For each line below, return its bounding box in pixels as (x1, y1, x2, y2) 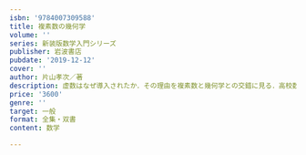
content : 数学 (9, 124, 61, 133)
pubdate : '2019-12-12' (9, 56, 96, 65)
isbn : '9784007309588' (9, 13, 96, 23)
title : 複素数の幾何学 (9, 22, 87, 31)
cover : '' (9, 65, 47, 74)
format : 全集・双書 (9, 115, 76, 124)
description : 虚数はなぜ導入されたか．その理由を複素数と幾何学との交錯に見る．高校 (9, 81, 293, 90)
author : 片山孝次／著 (9, 73, 84, 82)
